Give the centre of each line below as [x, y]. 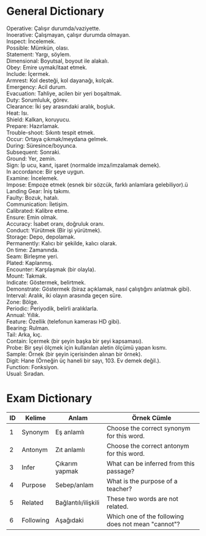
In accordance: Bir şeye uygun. [45, 171]
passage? [120, 471]
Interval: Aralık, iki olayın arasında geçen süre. [64, 295]
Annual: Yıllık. [24, 315]
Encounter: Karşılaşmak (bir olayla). [51, 269]
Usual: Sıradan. [25, 373]
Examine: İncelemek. [32, 178]
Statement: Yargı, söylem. [39, 54]
